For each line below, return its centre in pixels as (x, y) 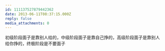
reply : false (18, 18)
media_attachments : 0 (27, 23)
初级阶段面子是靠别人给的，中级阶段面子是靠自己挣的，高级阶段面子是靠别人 (82, 37)
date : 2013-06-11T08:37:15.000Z (38, 14)
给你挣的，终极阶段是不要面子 (35, 44)
